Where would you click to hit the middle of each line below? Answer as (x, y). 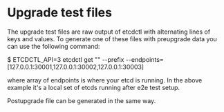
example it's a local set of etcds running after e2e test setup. (94, 87)
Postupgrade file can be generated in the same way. (82, 100)
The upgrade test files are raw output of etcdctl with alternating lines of (109, 32)
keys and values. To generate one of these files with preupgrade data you (112, 38)
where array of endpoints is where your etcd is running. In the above (105, 80)
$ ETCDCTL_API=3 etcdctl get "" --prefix (66, 59)
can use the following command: (54, 46)
